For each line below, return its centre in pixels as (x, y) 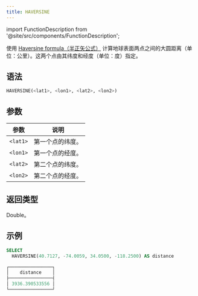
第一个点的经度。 (58, 153)
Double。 (18, 215)
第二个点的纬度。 (58, 164)
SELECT (14, 250)
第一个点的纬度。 (58, 142)
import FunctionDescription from (47, 29)
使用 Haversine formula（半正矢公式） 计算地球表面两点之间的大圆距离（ (97, 48)
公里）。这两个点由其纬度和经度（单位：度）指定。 (79, 56)
